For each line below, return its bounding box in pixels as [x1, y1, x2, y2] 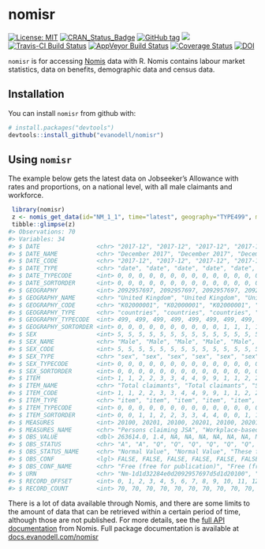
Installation [8, 88, 65, 101]
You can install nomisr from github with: [8, 108, 136, 118]
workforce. [8, 191, 44, 200]
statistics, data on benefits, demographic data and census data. [8, 65, 215, 74]
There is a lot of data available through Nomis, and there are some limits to [8, 499, 251, 508]
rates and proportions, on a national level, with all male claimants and [8, 182, 233, 192]
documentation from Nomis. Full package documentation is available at [8, 524, 239, 533]
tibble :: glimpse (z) [11, 221, 77, 229]
